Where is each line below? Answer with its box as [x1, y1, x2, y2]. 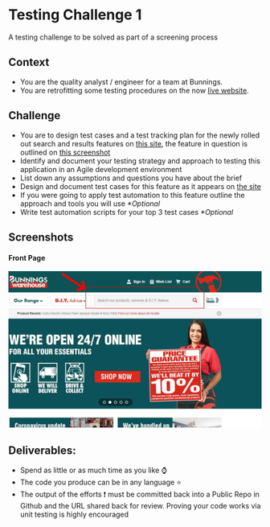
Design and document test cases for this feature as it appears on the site [19, 181, 261, 191]
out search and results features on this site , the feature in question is [19, 138, 247, 148]
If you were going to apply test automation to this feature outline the [19, 190, 245, 200]
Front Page [8, 253, 46, 262]
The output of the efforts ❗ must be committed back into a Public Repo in [19, 489, 260, 500]
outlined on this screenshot [19, 147, 111, 157]
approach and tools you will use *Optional [19, 199, 161, 208]
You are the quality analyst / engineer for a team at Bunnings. [19, 76, 223, 86]
